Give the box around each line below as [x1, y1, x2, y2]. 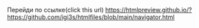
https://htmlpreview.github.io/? [105, 6, 192, 14]
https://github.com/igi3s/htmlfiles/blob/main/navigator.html [7, 13, 175, 21]
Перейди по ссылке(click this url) [7, 6, 105, 14]
